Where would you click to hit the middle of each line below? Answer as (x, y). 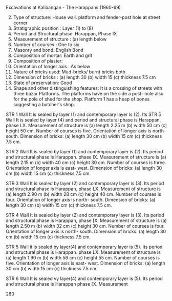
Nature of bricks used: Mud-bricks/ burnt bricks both (69, 72)
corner (20, 23)
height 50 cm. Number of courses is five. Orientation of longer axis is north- (86, 131)
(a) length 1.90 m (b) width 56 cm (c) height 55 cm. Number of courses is (83, 258)
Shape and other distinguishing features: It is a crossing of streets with (88, 88)
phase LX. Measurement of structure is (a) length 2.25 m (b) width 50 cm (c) (87, 125)
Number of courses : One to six (46, 45)
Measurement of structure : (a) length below (60, 39)
